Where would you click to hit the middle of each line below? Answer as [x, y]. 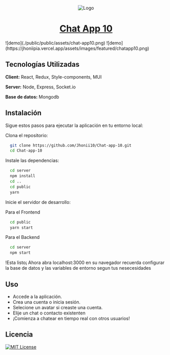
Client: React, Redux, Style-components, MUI [54, 77]
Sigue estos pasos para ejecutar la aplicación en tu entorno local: [74, 125]
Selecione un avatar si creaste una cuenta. [58, 307]
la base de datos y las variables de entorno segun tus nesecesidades [78, 268]
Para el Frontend [23, 212]
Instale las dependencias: [32, 161]
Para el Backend [23, 237]
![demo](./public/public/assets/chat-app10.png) [55, 43]
